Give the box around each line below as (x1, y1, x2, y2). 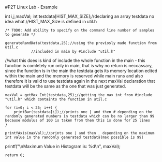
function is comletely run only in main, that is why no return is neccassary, (5, 63, 153, 68)
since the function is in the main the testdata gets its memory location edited (5, 68, 158, 74)
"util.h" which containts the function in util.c (5, 97, 107, 102)
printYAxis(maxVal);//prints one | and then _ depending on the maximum (5, 131, 155, 135)
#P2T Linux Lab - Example (5, 4, 58, 10)
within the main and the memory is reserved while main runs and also (5, 73, 144, 79)
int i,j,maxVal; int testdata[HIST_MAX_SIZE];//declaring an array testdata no (5, 14, 155, 19)
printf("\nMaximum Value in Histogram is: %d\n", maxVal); (5, 144, 121, 149)
